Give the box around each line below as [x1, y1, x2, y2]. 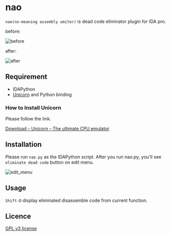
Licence [5, 212, 32, 221]
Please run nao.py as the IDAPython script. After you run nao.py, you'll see [5, 154, 162, 160]
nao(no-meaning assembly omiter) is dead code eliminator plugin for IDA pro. [5, 18, 166, 24]
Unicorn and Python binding [12, 91, 72, 98]
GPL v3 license [5, 225, 37, 231]
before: [5, 28, 21, 34]
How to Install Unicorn [5, 104, 62, 111]
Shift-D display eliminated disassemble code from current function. [5, 197, 148, 203]
